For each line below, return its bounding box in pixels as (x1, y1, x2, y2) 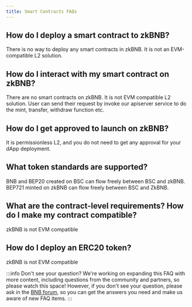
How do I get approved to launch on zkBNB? (6, 123, 169, 133)
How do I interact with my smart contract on (6, 69, 170, 79)
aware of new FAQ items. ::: (6, 295, 72, 302)
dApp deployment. (6, 145, 51, 153)
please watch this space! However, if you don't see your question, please (6, 282, 183, 289)
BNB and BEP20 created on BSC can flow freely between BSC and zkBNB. (6, 177, 186, 185)
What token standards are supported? (6, 162, 148, 172)
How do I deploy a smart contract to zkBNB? (6, 31, 170, 41)
